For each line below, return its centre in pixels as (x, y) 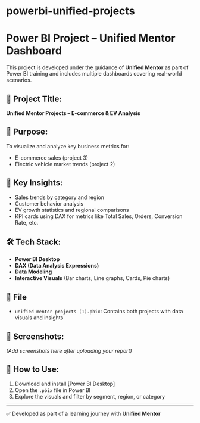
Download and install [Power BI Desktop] (65, 384)
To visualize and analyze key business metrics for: (68, 146)
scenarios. (19, 80)
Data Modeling (33, 272)
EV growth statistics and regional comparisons (72, 210)
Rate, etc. (26, 222)
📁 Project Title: (34, 99)
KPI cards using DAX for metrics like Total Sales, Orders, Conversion (99, 216)
